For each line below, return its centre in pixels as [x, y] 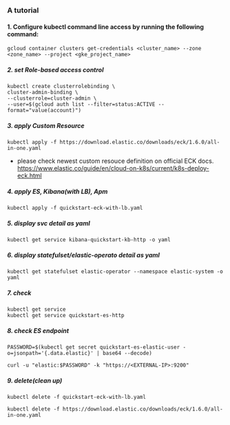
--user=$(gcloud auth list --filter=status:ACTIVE [81, 105]
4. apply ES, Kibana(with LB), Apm [57, 191]
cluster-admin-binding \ [43, 92]
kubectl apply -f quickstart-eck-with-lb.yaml [75, 208]
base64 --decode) [127, 353]
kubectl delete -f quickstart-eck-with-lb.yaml [77, 397]
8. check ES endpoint [38, 330]
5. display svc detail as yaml [49, 223]
